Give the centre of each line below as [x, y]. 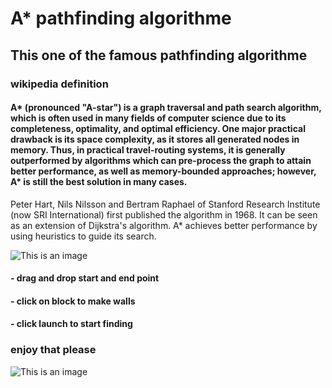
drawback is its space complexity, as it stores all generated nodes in [155, 139]
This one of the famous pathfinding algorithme [159, 55]
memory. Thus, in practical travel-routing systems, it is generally [148, 150]
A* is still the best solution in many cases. [99, 182]
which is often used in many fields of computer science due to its [148, 118]
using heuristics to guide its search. [83, 236]
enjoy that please [53, 350]
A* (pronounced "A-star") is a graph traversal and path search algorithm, [166, 108]
